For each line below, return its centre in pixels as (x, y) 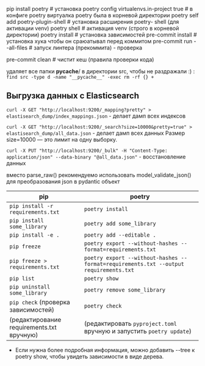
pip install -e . (34, 235)
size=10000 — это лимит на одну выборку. (62, 139)
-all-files (17, 48)
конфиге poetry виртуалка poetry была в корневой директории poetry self (103, 15)
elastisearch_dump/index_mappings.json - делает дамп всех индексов (96, 116)
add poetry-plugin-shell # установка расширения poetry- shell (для (93, 22)
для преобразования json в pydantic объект (63, 181)
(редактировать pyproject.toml (131, 323)
